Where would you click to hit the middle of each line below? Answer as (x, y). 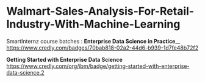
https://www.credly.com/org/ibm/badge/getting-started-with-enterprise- (98, 66)
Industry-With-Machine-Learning (93, 24)
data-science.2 (25, 72)
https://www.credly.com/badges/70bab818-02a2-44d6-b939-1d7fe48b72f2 (103, 48)
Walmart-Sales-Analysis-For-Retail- (100, 11)
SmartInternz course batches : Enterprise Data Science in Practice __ (93, 41)
